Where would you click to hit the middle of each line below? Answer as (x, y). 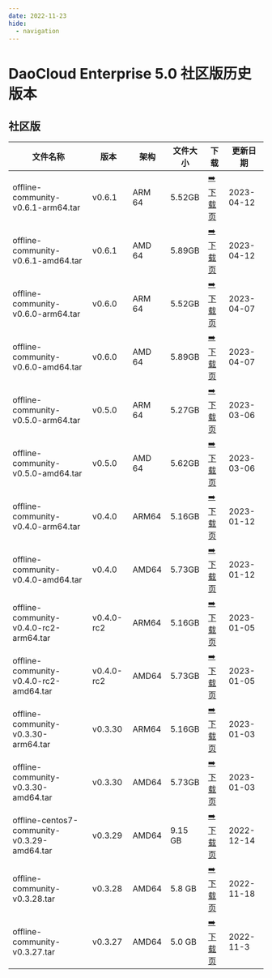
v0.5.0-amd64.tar (47, 473)
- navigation (38, 31)
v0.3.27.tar (34, 951)
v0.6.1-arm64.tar (47, 207)
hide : (17, 23)
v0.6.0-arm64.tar (47, 314)
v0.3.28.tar (34, 899)
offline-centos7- (45, 820)
